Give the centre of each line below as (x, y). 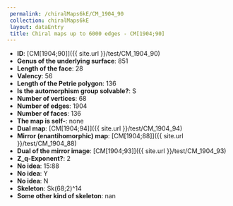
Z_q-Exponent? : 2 (44, 159)
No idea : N (32, 181)
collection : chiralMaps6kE (49, 20)
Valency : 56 (35, 76)
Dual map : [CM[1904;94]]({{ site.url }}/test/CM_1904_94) (100, 128)
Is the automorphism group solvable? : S (77, 91)
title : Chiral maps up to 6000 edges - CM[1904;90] (87, 34)
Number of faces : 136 (49, 114)
